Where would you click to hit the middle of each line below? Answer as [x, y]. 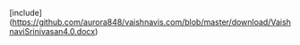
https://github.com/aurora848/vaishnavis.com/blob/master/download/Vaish [151, 22]
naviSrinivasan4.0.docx [52, 31]
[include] [26, 13]
